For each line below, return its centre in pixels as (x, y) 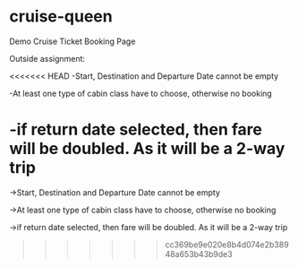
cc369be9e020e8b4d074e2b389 (227, 245)
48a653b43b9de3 (199, 254)
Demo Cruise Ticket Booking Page (72, 41)
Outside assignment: (47, 58)
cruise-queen (61, 17)
